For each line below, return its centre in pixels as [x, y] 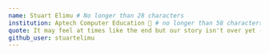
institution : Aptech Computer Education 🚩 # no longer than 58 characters [136, 23]
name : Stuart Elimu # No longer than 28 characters [96, 15]
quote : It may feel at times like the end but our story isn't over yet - [136, 30]
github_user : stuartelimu [51, 38]
